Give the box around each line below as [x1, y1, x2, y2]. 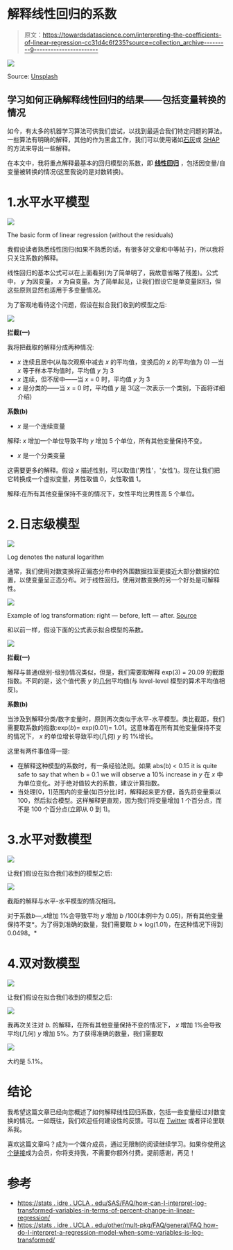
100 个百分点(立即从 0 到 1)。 [31, 805, 114, 813]
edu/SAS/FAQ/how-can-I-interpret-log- [94, 1199, 207, 1207]
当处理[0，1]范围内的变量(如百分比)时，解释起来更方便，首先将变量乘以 [17, 788, 221, 796]
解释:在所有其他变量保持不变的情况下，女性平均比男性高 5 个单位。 [7, 489, 199, 498]
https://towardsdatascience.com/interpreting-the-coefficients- [42, 31, 222, 39]
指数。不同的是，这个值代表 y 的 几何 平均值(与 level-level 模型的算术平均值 [7, 677, 220, 685]
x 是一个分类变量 [17, 451, 66, 460]
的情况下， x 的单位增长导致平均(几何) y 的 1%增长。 [7, 732, 157, 740]
